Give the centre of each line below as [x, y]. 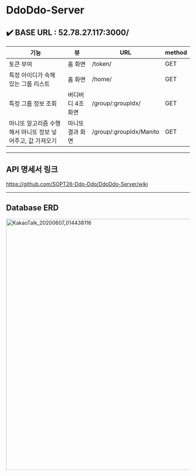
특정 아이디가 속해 [32, 75]
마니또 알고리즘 [29, 123]
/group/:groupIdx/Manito [126, 132]
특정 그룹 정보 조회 [33, 104]
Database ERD [32, 208]
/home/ [102, 79]
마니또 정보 [36, 132]
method [176, 52]
